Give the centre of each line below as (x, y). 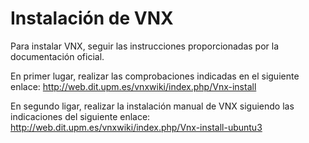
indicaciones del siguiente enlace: (80, 116)
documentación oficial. (57, 56)
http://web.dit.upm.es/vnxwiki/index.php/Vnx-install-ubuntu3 (136, 127)
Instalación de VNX (92, 18)
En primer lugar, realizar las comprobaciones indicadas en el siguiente (155, 76)
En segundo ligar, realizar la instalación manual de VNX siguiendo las (152, 106)
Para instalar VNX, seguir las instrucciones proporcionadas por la (145, 46)
